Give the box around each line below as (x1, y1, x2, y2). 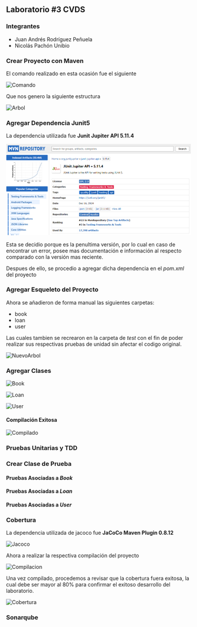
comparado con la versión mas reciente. (6, 253, 104, 261)
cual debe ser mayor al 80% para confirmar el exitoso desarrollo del (6, 581, 171, 588)
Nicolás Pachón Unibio (14, 42, 70, 49)
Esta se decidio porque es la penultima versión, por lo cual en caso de (6, 241, 176, 248)
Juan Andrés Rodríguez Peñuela (14, 35, 93, 43)
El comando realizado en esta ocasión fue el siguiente (6, 70, 137, 77)
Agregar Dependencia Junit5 (6, 119, 90, 127)
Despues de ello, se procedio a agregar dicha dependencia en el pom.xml (6, 265, 185, 272)
